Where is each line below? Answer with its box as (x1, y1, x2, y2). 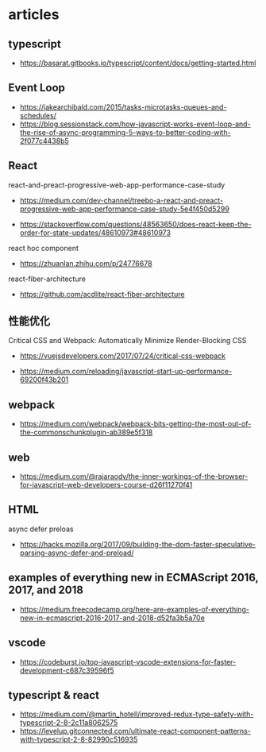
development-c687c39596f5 (19, 665, 114, 675)
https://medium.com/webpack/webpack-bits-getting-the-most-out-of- (19, 419, 252, 429)
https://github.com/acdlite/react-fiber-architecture (19, 289, 185, 299)
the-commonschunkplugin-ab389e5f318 (19, 427, 153, 438)
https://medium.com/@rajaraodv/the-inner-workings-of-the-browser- (19, 472, 249, 481)
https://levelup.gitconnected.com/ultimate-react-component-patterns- (19, 727, 252, 736)
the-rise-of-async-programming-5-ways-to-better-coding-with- (19, 127, 232, 137)
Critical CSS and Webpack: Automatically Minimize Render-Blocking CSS (8, 336, 247, 345)
